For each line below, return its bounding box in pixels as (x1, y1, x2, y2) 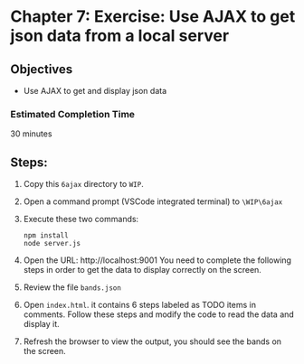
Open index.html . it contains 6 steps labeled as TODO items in (23, 300, 257, 311)
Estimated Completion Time (10, 107, 135, 120)
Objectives (10, 61, 73, 77)
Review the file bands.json (23, 282, 121, 293)
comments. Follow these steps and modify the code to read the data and (23, 309, 295, 320)
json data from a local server (10, 25, 230, 46)
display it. (23, 319, 60, 330)
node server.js (23, 239, 81, 248)
